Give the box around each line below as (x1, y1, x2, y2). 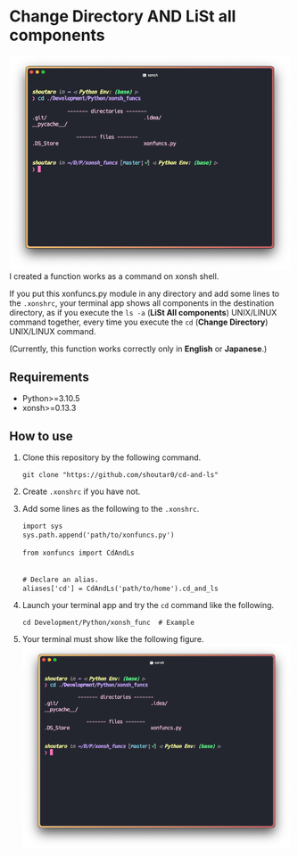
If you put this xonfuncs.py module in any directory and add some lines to (9, 288, 280, 300)
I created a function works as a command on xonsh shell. (9, 271, 219, 282)
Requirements (9, 369, 89, 384)
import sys (21, 522, 63, 531)
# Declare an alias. (21, 575, 99, 585)
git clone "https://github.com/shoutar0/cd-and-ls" (21, 471, 219, 480)
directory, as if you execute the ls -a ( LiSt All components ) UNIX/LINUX (9, 308, 277, 318)
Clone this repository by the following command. (21, 452, 202, 463)
